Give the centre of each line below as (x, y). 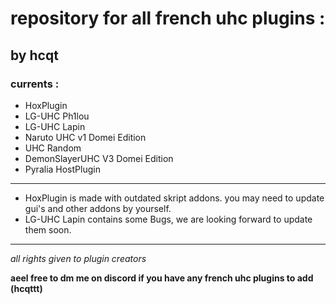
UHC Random (53, 148)
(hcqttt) (26, 288)
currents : (35, 84)
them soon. (48, 229)
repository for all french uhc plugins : (168, 18)
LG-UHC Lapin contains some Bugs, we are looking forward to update (168, 219)
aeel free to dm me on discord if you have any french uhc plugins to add (162, 278)
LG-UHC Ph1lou (57, 116)
